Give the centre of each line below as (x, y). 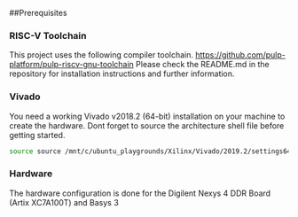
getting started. (37, 135)
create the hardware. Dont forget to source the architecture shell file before (147, 125)
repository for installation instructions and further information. (122, 74)
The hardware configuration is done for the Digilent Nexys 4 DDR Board (140, 193)
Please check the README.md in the (203, 65)
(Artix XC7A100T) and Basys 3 (64, 202)
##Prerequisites (39, 13)
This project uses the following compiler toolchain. (101, 55)
